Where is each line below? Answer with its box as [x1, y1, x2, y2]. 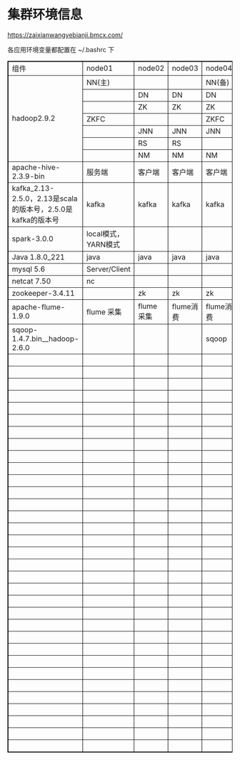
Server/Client [86, 264, 131, 274]
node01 [86, 63, 113, 73]
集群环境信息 [7, 6, 84, 23]
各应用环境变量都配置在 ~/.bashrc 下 [7, 45, 114, 54]
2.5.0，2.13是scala [11, 194, 78, 204]
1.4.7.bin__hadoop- [11, 334, 79, 344]
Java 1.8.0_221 [11, 251, 66, 261]
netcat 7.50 [11, 276, 51, 286]
